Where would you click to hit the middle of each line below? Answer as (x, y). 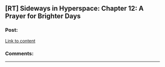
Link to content (20, 41)
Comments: (19, 53)
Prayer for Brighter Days (43, 16)
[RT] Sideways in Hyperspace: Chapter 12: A (74, 9)
